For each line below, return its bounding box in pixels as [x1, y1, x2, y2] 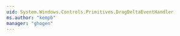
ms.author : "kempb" [6, 15, 56, 21]
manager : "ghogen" [6, 20, 53, 26]
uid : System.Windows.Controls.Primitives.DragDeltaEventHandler [6, 9, 174, 15]
